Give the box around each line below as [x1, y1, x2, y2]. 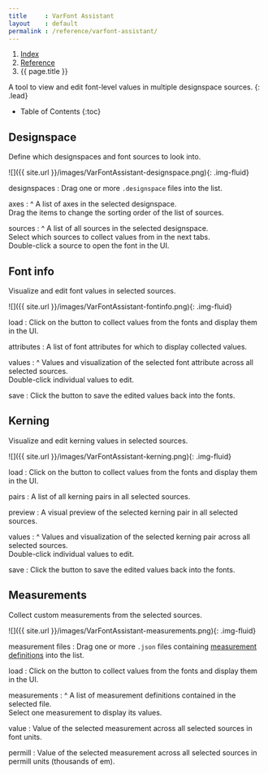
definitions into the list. [8, 650, 85, 659]
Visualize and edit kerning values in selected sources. [8, 436, 188, 446]
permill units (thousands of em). [8, 756, 115, 766]
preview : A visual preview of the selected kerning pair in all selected [8, 507, 238, 517]
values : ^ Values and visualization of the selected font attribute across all [8, 358, 254, 367]
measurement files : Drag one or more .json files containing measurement [8, 641, 257, 651]
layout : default [8, 20, 79, 28]
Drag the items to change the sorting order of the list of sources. [8, 208, 224, 218]
